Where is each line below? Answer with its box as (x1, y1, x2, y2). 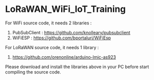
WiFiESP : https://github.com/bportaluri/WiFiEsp (12, 35, 111, 41)
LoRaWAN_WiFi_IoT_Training (5, 3, 126, 15)
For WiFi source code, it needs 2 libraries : (5, 20, 92, 26)
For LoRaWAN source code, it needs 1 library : (5, 44, 99, 50)
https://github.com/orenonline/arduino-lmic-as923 (12, 54, 116, 60)
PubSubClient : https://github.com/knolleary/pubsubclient (12, 29, 131, 35)
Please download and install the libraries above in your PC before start (5, 64, 149, 70)
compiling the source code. (5, 69, 61, 75)
